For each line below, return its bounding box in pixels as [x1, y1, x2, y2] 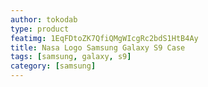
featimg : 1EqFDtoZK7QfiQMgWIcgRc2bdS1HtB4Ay [10, 33, 199, 43]
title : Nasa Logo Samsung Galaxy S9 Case [10, 42, 186, 53]
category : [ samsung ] [10, 61, 97, 71]
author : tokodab [10, 14, 78, 25]
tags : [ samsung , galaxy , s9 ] [10, 52, 132, 62]
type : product [10, 24, 70, 34]
